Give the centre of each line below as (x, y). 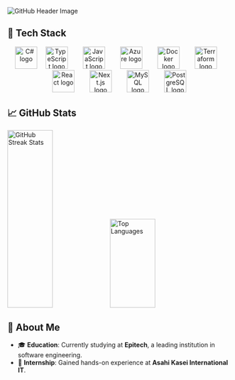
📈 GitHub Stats (42, 113)
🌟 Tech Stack (37, 33)
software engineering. (50, 355)
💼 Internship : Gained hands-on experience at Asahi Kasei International (123, 363)
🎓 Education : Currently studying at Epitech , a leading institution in (116, 345)
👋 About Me (34, 328)
